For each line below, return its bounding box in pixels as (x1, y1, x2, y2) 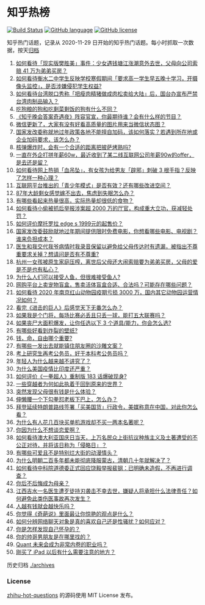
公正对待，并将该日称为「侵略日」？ (15, 441, 107, 449)
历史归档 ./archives (7, 561, 55, 568)
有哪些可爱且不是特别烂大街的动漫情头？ (15, 449, 118, 456)
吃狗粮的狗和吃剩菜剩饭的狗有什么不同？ (15, 105, 118, 112)
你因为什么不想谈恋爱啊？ (15, 426, 81, 433)
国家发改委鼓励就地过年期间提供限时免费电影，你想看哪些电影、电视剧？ (15, 227, 198, 235)
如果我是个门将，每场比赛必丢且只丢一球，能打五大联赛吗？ (15, 311, 166, 318)
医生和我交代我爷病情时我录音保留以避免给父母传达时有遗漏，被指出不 (15, 243, 193, 250)
